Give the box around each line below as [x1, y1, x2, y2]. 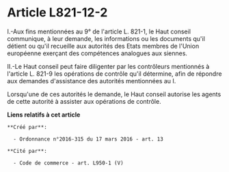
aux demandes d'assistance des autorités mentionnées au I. [7, 76, 176, 85]
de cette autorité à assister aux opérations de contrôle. [7, 97, 162, 105]
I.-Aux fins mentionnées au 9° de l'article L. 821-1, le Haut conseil [7, 27, 191, 35]
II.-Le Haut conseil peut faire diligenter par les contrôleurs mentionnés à [7, 62, 210, 70]
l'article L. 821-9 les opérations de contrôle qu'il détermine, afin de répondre [7, 70, 222, 78]
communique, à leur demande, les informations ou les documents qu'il [7, 34, 205, 42]
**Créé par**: [7, 124, 48, 130]
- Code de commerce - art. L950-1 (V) [13, 159, 124, 167]
